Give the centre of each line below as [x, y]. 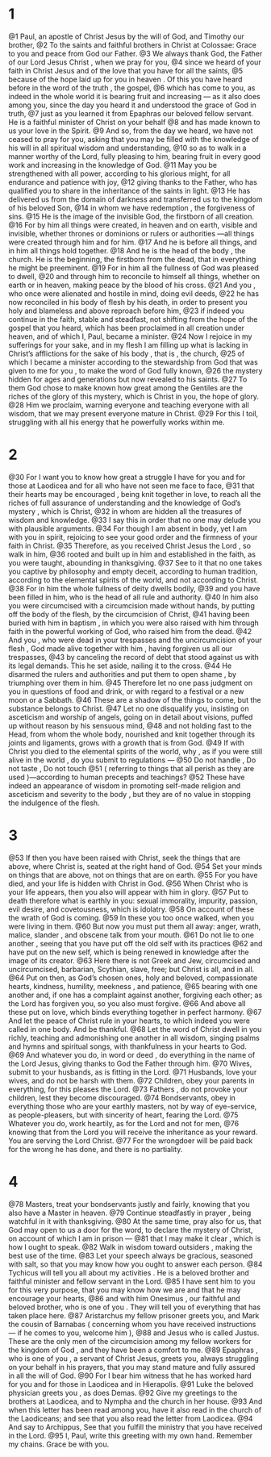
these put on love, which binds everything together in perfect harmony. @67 [135, 1012]
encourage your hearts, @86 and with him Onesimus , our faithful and [124, 1298]
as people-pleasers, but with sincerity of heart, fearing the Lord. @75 [123, 1115]
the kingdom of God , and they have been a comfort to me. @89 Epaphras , [133, 1350]
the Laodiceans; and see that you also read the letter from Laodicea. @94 [131, 1418]
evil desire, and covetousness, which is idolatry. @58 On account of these [131, 909]
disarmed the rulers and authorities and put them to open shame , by [122, 674]
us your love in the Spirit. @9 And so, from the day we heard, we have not [131, 131]
